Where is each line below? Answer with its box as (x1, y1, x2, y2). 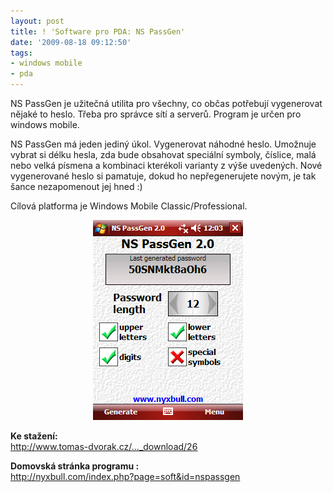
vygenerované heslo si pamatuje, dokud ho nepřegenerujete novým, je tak (10, 170, 317, 182)
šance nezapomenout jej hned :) (10, 181, 143, 192)
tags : (10, 48, 33, 58)
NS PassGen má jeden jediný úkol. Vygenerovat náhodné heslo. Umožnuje (10, 138, 317, 150)
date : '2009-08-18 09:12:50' (10, 37, 132, 47)
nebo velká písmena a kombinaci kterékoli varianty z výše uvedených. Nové (10, 160, 323, 171)
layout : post (10, 16, 65, 26)
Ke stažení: (10, 430, 58, 442)
